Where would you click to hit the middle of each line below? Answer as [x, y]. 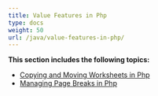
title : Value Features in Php [58, 15]
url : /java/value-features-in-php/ [66, 37]
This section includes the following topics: [79, 60]
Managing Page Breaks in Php [68, 83]
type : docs [26, 23]
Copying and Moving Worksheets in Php [85, 75]
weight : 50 [26, 30]
